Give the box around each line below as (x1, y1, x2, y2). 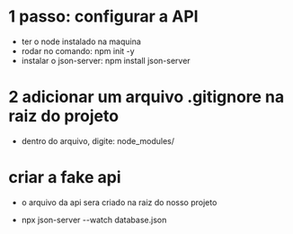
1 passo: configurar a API (8, 6, 199, 27)
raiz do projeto (8, 106, 119, 127)
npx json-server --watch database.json (21, 214, 167, 225)
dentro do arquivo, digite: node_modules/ (21, 135, 175, 146)
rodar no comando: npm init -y (21, 45, 136, 56)
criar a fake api (8, 167, 122, 188)
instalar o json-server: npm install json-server (21, 55, 191, 66)
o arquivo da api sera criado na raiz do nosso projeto (21, 196, 218, 208)
